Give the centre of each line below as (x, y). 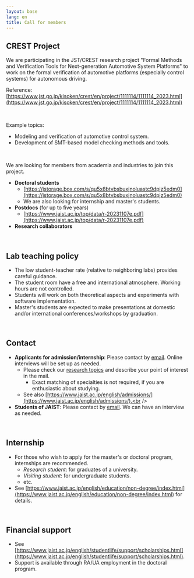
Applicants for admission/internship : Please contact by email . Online (98, 357)
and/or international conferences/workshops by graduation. (86, 314)
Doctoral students (37, 183)
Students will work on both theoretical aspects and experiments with (97, 295)
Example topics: (25, 125)
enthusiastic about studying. (66, 388)
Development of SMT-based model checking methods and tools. (92, 143)
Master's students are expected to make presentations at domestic (95, 307)
